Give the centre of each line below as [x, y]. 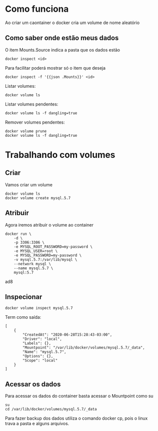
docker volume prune [26, 131]
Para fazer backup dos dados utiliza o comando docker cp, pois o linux [76, 418]
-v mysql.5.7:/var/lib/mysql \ [46, 259]
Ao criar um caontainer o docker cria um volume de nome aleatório [72, 23]
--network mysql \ [32, 264]
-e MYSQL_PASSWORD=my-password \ [48, 255]
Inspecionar [24, 297]
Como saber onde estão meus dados [62, 38]
